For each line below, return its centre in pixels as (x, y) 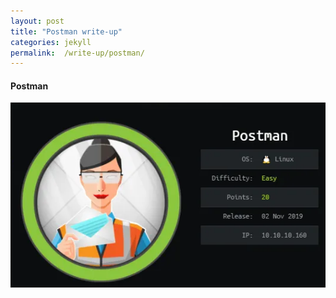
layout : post (37, 21)
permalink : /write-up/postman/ (77, 53)
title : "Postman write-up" (66, 31)
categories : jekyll (51, 42)
